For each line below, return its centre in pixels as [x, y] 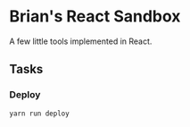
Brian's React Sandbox [95, 17]
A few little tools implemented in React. [81, 41]
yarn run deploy [39, 114]
